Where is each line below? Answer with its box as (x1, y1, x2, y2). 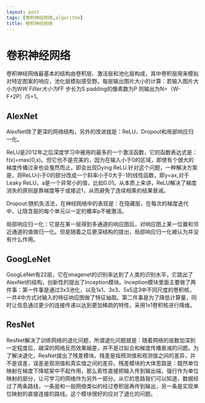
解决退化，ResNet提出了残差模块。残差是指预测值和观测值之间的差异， (11, 352, 190, 359)
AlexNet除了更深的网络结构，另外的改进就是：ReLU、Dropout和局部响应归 (6, 128, 194, 135)
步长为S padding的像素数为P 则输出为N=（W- (65, 85, 181, 92)
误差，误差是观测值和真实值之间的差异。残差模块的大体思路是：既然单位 (16, 359, 199, 367)
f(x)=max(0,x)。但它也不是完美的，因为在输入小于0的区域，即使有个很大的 (6, 157, 194, 164)
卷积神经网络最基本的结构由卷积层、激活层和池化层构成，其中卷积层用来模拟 (6, 70, 199, 77)
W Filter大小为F (22, 85, 61, 92)
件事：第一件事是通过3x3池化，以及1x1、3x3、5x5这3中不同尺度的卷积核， (6, 286, 195, 294)
